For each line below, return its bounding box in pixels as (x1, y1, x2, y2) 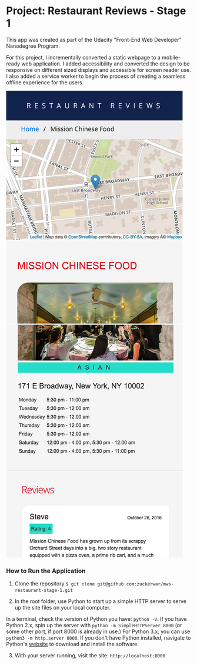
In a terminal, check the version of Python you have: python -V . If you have (6, 615, 187, 623)
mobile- (161, 54, 181, 61)
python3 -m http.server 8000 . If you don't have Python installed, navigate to (6, 634, 191, 641)
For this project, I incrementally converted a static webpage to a (6, 54, 161, 61)
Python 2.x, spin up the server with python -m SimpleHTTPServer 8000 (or (6, 622, 182, 629)
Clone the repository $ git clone (14, 580, 95, 587)
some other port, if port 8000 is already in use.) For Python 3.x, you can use (6, 628, 191, 635)
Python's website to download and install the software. (6, 641, 139, 648)
